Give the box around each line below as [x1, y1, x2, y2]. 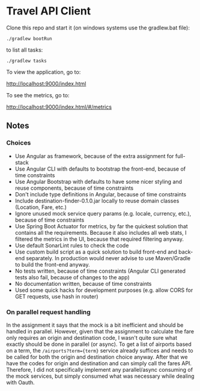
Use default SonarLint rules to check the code [14, 241, 129, 249]
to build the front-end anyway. [14, 261, 90, 268]
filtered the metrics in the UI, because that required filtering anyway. [14, 235, 184, 243]
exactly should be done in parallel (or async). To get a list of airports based [6, 341, 192, 348]
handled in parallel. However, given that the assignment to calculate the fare [6, 327, 194, 335]
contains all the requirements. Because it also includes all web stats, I [14, 229, 187, 236]
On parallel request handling [6, 308, 91, 316]
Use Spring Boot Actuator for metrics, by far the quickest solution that [14, 222, 188, 229]
